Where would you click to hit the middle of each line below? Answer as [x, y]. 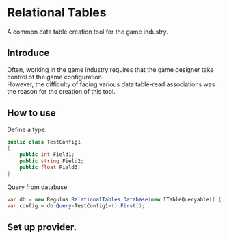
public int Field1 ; [47, 155]
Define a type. [27, 129]
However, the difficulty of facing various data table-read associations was [111, 84]
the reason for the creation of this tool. [61, 91]
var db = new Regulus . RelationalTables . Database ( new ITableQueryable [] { [115, 199]
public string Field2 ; [52, 161]
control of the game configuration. [55, 77]
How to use [31, 113]
